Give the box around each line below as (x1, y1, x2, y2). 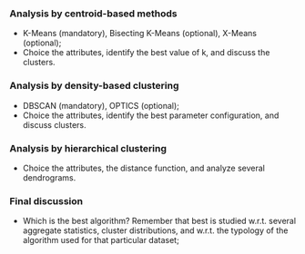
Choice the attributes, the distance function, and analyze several (22, 162, 266, 173)
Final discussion (9, 194, 84, 207)
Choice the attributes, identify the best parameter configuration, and (22, 110, 280, 121)
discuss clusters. (22, 119, 86, 130)
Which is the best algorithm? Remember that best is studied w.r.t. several (22, 216, 297, 227)
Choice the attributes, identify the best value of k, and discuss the (22, 47, 270, 58)
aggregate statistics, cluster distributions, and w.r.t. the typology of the (22, 225, 289, 236)
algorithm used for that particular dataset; (22, 235, 179, 246)
